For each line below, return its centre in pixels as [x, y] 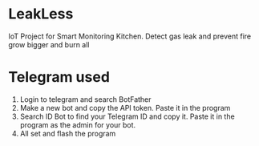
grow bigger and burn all [49, 44]
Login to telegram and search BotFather [85, 99]
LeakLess [41, 14]
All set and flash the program [68, 133]
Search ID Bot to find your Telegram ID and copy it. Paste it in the [127, 116]
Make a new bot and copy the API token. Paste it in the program [125, 107]
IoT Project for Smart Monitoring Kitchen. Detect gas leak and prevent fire [130, 36]
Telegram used [59, 77]
